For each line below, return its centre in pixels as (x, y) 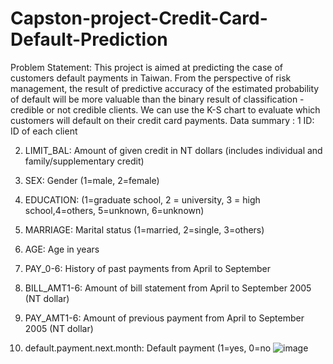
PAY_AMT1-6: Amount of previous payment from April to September (164, 318)
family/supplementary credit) (84, 161)
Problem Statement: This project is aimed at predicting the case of (146, 67)
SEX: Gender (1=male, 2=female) (92, 180)
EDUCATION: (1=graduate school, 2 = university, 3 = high (142, 199)
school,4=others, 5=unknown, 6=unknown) (114, 210)
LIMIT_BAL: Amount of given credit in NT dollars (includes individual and (173, 150)
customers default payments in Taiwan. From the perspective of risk (151, 78)
